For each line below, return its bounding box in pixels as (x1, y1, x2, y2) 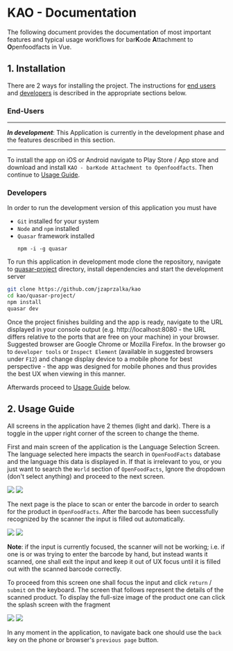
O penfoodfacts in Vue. (7, 42, 72, 51)
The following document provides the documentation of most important (7, 28, 212, 36)
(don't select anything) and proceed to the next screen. (7, 472, 165, 481)
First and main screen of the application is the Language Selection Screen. (7, 442, 221, 451)
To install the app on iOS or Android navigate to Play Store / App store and (7, 156, 219, 164)
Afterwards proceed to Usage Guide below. (7, 383, 131, 391)
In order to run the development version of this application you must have (7, 204, 217, 212)
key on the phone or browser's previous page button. (7, 635, 159, 644)
